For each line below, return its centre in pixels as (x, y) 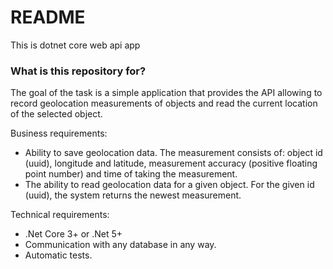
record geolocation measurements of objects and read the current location (164, 103)
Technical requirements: (60, 215)
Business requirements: (59, 133)
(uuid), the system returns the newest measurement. (133, 195)
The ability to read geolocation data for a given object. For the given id (169, 185)
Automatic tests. (58, 255)
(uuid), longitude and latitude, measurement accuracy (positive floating (171, 163)
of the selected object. (56, 114)
